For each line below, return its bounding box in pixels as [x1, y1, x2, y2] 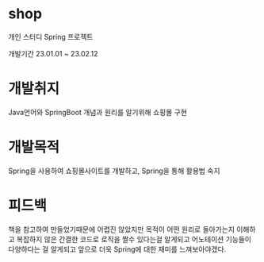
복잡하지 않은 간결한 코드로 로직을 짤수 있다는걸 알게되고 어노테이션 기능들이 [16, 234, 252, 244]
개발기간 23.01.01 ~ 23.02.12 [8, 48, 98, 58]
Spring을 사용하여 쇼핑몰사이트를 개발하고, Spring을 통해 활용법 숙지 [8, 166, 220, 175]
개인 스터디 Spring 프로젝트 [8, 32, 94, 41]
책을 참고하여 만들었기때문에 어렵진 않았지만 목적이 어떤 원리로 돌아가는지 [8, 224, 235, 234]
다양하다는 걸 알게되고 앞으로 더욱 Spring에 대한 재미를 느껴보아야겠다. [8, 244, 227, 254]
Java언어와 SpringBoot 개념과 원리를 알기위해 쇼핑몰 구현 [8, 107, 188, 117]
